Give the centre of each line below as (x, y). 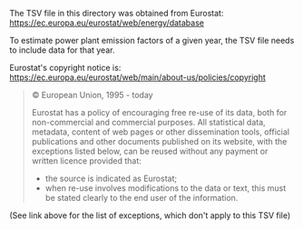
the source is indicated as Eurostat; (111, 178)
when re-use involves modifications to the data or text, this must (166, 188)
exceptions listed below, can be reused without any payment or (150, 151)
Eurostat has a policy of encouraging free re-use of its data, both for (159, 112)
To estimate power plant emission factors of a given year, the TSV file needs (152, 40)
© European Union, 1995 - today (92, 95)
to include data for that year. (62, 50)
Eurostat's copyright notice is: (65, 68)
